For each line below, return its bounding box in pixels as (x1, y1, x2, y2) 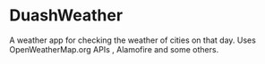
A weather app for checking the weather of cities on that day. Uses (9, 35, 257, 45)
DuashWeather (9, 5, 124, 26)
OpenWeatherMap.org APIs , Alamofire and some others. (9, 44, 219, 54)
